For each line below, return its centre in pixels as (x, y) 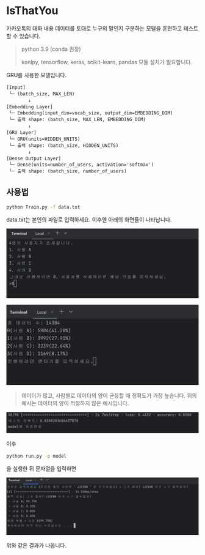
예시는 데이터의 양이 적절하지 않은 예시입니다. (75, 403)
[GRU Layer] (21, 133)
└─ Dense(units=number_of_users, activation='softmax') (81, 165)
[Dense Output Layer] (34, 158)
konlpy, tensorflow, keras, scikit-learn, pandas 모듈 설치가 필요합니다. (107, 62)
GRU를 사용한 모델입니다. (37, 75)
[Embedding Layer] (30, 107)
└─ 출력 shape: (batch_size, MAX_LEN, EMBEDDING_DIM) (77, 120)
